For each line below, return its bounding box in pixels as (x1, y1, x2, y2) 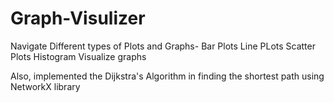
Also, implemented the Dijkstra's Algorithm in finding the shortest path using (10, 70, 325, 82)
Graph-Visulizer (10, 7, 146, 30)
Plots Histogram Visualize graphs (10, 50, 147, 62)
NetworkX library (10, 80, 81, 92)
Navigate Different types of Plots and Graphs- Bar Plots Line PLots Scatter (10, 40, 316, 52)
